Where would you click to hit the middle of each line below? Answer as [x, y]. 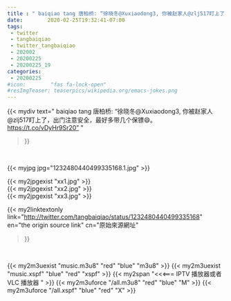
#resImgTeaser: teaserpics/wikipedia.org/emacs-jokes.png [92, 91]
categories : [24, 71]
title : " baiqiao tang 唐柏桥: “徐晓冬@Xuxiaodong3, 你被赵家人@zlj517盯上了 [116, 13]
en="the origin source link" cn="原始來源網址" [73, 225]
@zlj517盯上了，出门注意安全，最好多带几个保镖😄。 [82, 120]
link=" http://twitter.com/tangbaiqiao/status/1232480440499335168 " [105, 217]
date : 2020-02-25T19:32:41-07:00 [66, 20]
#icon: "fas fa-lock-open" [57, 84]
